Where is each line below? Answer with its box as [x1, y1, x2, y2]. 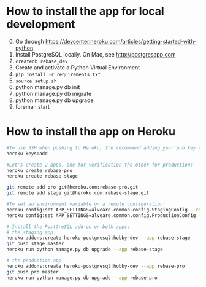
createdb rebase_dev [15, 58, 68, 65]
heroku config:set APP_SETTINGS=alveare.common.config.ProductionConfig [6, 212, 196, 219]
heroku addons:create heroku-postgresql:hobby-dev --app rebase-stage [6, 235, 191, 241]
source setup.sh [15, 78, 57, 84]
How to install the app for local [6, 4, 164, 18]
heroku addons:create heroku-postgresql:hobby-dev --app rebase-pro [6, 263, 185, 269]
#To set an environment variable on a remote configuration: [6, 201, 166, 207]
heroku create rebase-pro [6, 167, 72, 173]
